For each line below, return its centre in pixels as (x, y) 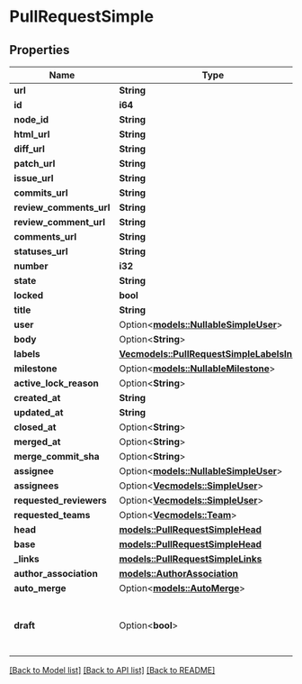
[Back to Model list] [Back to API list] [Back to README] (112, 670)
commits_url (41, 193)
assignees (36, 486)
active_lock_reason (56, 383)
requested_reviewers (60, 500)
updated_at (39, 412)
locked (29, 295)
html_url (32, 134)
